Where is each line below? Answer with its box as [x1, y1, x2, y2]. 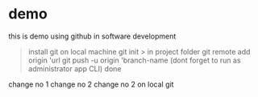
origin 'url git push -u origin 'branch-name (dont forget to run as [27, 55, 241, 65]
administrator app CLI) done [27, 63, 122, 73]
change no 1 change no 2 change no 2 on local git [8, 79, 174, 89]
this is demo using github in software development [8, 31, 177, 41]
